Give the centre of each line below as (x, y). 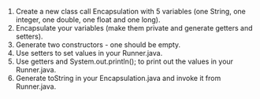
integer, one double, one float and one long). (88, 20)
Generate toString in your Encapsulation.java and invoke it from (118, 78)
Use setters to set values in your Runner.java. (89, 53)
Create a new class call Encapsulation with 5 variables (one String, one (130, 11)
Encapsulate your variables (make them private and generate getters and (134, 28)
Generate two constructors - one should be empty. (98, 45)
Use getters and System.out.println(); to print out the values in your (124, 61)
